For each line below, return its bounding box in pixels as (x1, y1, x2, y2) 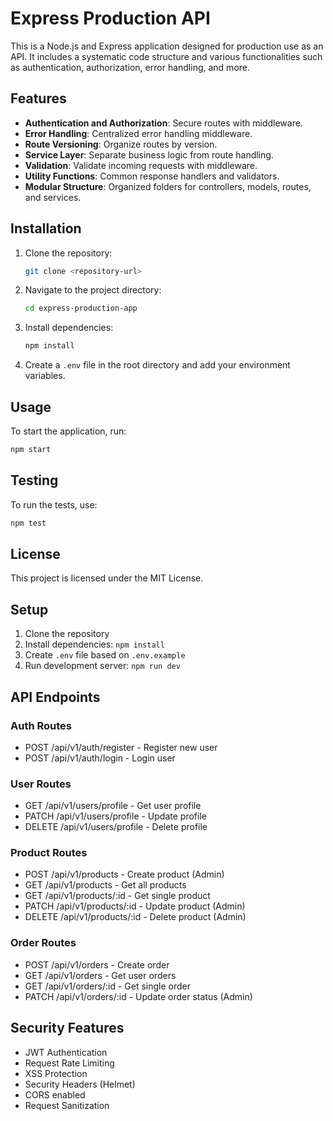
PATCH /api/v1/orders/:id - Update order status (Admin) (24, 990, 253, 1002)
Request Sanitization (24, 1099, 110, 1111)
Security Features (10, 1020, 125, 1037)
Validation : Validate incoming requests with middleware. (24, 159, 258, 171)
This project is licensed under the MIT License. (10, 572, 204, 584)
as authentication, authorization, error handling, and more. (10, 61, 251, 73)
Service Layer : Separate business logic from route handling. (24, 148, 274, 161)
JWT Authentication (24, 1046, 108, 1058)
